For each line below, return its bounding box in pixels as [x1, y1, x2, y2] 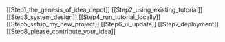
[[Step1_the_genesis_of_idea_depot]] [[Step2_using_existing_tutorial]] [6, 6, 203, 14]
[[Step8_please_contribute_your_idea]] [6, 27, 116, 35]
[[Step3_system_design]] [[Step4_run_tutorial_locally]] [6, 13, 161, 21]
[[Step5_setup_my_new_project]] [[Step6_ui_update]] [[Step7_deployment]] [6, 20, 219, 28]
